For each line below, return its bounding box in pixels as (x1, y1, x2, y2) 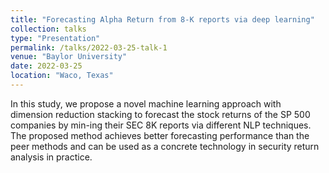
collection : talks (10, 24, 87, 34)
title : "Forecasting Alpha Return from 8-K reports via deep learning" (10, 14, 315, 25)
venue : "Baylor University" (10, 52, 128, 62)
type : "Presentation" (10, 33, 101, 43)
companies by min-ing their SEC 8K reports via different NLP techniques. (10, 119, 312, 131)
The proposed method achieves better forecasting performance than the (10, 129, 310, 141)
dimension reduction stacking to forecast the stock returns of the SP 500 (10, 108, 311, 120)
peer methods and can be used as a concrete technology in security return (10, 140, 320, 152)
